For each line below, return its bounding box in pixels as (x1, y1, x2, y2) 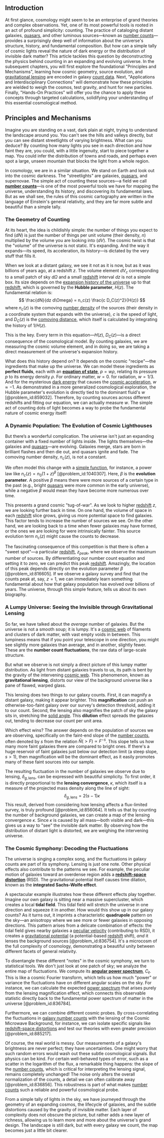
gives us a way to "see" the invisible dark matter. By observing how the (5, 822, 148, 828)
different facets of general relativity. (5, 949, 77, 955)
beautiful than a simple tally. (5, 203, 62, 209)
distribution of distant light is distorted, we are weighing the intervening (5, 827, 149, 833)
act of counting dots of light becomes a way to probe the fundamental (5, 405, 146, 411)
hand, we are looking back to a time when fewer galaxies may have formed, (5, 523, 157, 528)
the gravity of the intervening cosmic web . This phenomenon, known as (5, 672, 150, 678)
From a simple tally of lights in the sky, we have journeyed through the (5, 1096, 146, 1102)
